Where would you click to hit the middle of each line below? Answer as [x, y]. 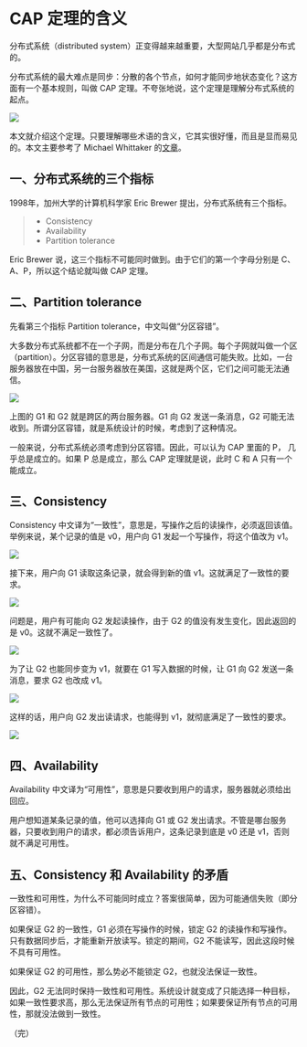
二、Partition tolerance [76, 302]
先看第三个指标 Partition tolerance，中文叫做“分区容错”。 [117, 326]
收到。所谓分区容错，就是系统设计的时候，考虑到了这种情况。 [126, 428]
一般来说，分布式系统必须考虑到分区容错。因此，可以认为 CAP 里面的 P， [148, 447]
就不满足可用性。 [42, 843]
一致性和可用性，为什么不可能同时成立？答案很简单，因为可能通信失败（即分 [153, 898]
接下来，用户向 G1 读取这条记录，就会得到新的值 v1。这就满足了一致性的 [145, 573]
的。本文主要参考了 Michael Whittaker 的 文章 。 [98, 147]
